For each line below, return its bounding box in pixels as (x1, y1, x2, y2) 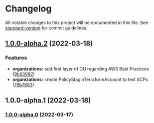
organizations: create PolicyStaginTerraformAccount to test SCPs (12, 76, 148, 82)
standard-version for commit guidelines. (5, 24, 88, 30)
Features (5, 54, 27, 61)
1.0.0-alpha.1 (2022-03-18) (5, 96, 91, 105)
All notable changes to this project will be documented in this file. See (5, 19, 149, 25)
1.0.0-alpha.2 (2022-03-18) (5, 39, 93, 48)
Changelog (5, 3, 52, 14)
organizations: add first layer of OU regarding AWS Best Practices (12, 65, 150, 71)
